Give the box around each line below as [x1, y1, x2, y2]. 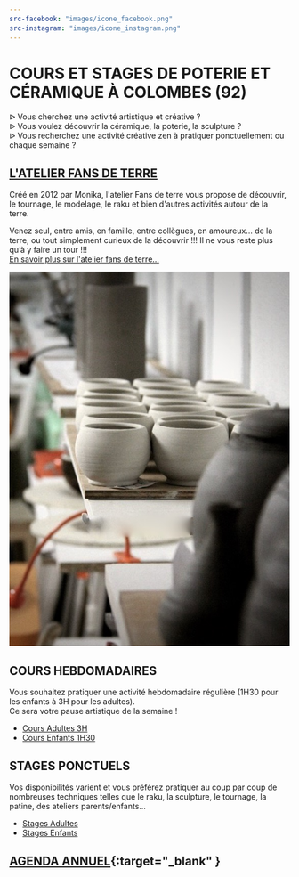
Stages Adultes [21, 818, 78, 829]
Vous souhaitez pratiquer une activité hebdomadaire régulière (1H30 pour [9, 686, 279, 698]
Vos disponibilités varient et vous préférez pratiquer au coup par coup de [9, 782, 278, 792]
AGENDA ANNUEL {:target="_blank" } [9, 853, 221, 868]
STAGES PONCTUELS [9, 758, 131, 774]
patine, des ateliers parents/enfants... [9, 801, 147, 812]
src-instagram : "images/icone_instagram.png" [9, 23, 181, 33]
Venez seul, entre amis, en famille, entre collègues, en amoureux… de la [9, 225, 273, 236]
